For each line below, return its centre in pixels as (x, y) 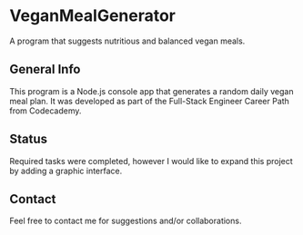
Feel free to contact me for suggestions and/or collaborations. (126, 221)
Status (29, 139)
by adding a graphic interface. (66, 171)
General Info (45, 69)
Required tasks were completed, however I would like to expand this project (151, 161)
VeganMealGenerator (92, 16)
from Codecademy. (45, 111)
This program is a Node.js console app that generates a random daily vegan (151, 91)
